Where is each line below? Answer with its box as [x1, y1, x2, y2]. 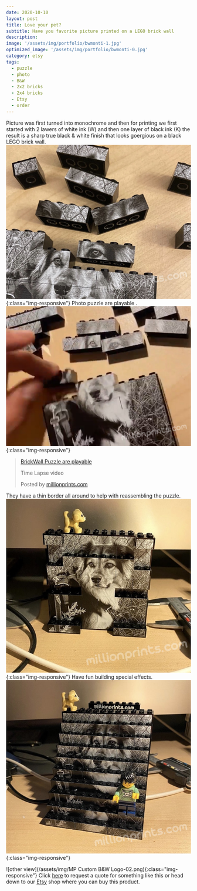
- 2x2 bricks [11, 84, 43, 90]
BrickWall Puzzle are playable [20, 458, 92, 465]
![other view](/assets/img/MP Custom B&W [6, 865, 110, 873]
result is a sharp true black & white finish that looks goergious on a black [6, 132, 182, 139]
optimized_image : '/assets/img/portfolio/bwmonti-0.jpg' [6, 47, 148, 53]
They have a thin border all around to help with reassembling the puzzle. [6, 492, 181, 499]
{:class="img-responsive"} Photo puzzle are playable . [6, 300, 138, 307]
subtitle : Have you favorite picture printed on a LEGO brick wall [6, 28, 175, 34]
